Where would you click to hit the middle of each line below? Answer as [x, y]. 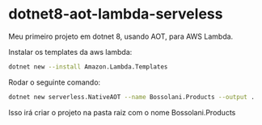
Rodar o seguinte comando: [55, 82]
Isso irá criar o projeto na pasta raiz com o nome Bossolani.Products [122, 112]
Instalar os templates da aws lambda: [70, 52]
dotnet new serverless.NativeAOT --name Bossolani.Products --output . [131, 97]
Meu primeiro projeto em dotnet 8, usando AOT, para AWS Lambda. [121, 36]
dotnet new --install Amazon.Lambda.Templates [88, 67]
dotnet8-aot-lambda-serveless [116, 14]
